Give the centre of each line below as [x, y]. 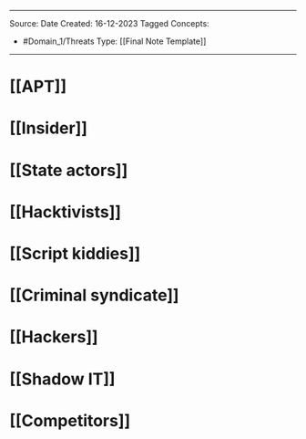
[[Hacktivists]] [65, 212]
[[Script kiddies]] [75, 253]
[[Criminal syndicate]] [94, 295]
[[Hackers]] [54, 337]
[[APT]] [38, 87]
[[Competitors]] [70, 420]
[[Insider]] [49, 128]
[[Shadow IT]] [62, 379]
